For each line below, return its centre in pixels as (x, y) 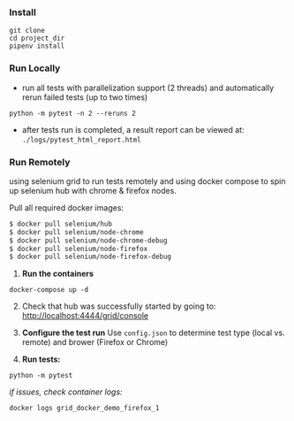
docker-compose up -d (49, 290)
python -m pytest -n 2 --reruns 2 (73, 113)
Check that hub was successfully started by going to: (119, 306)
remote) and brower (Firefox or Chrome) (95, 342)
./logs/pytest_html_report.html (81, 140)
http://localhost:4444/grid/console (85, 316)
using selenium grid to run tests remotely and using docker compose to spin (147, 181)
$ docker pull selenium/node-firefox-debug (90, 257)
